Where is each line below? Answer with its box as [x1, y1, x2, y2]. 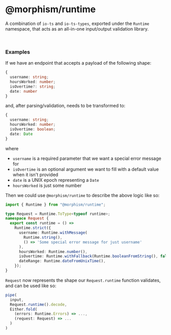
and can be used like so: [5, 283, 56, 289]
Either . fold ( [10, 306, 38, 312]
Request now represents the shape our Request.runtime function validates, [5, 277, 161, 283]
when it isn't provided [12, 172, 59, 178]
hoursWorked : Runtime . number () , [18, 249, 88, 254]
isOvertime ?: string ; [10, 84, 56, 89]
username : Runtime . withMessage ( [18, 230, 88, 235]
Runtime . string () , [23, 235, 63, 240]
